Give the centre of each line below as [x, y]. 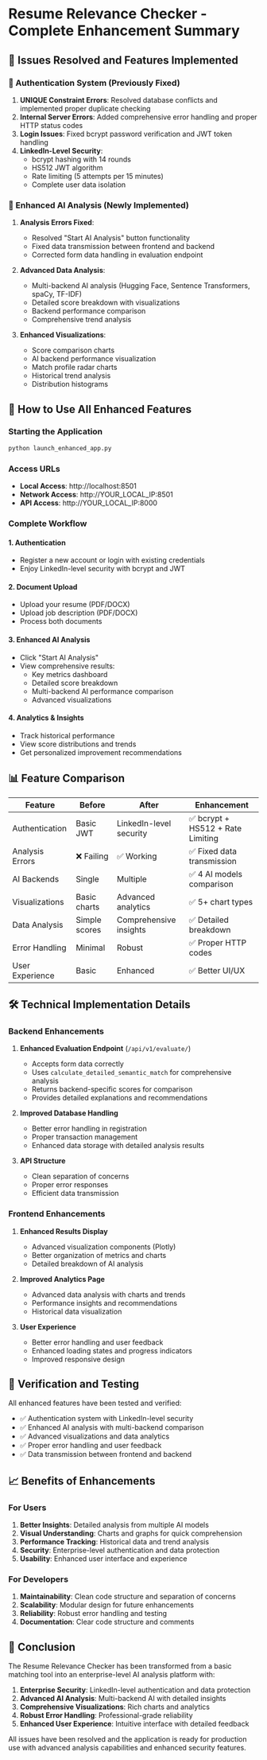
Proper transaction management [84, 1137]
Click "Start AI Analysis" [59, 657]
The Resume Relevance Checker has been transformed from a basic [120, 1666]
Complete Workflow [48, 524]
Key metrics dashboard [70, 674]
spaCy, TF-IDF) [56, 294]
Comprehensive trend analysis [81, 320]
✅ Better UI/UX [217, 970]
